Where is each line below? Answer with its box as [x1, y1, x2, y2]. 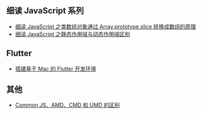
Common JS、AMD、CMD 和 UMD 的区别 [15, 101, 120, 109]
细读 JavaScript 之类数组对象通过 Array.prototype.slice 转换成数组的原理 [15, 23, 196, 30]
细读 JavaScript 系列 [6, 5, 84, 16]
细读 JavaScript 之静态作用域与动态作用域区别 [15, 30, 130, 37]
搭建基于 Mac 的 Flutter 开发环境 [15, 65, 96, 72]
